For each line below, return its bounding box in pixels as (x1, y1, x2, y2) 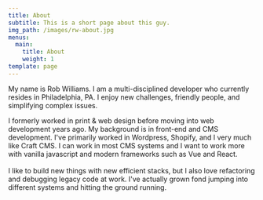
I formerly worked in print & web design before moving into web (8, 115, 214, 125)
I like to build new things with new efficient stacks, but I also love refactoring (8, 165, 255, 175)
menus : (8, 33, 30, 42)
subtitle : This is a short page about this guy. (8, 19, 170, 27)
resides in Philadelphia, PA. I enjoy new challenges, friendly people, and (8, 92, 240, 102)
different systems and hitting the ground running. (8, 182, 167, 192)
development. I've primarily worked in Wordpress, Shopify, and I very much (8, 133, 252, 142)
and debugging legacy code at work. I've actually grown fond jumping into (8, 174, 249, 184)
